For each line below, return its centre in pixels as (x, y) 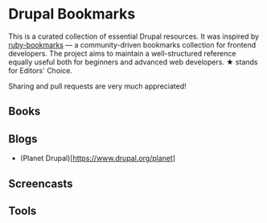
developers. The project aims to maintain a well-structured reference (122, 53)
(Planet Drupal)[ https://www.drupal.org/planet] (97, 159)
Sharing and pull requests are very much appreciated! (97, 86)
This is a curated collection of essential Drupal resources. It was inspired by (134, 36)
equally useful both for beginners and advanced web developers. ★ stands (133, 62)
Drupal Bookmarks (72, 14)
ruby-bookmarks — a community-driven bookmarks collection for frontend (132, 44)
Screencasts (41, 183)
